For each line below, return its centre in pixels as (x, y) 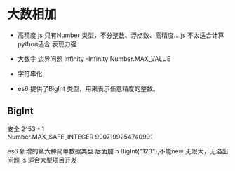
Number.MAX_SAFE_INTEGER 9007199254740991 (80, 137)
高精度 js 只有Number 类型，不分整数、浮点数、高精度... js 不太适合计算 (121, 35)
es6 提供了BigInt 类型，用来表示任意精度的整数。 (88, 88)
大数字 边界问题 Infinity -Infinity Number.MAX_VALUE (94, 59)
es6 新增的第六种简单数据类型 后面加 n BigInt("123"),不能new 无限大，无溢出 (118, 151)
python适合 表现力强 (47, 43)
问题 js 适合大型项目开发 (42, 160)
